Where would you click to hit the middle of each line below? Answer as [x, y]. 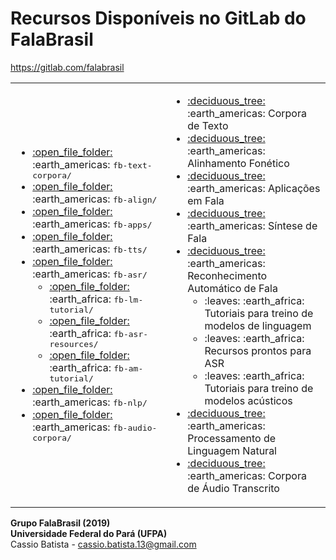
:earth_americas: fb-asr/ [90, 274]
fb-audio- [135, 428]
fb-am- [128, 368]
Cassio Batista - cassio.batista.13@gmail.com [103, 544]
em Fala [206, 200]
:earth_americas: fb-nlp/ [90, 402]
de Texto [208, 125]
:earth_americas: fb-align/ [95, 199]
